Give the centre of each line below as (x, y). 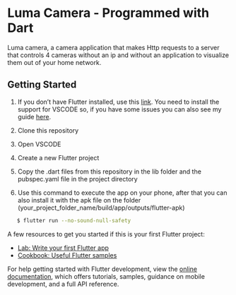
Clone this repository (48, 130)
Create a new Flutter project (58, 157)
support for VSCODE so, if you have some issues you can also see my (119, 109)
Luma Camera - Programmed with (108, 13)
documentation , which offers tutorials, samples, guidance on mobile (106, 276)
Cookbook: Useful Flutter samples (67, 255)
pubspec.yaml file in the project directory (77, 179)
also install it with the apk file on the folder (79, 200)
